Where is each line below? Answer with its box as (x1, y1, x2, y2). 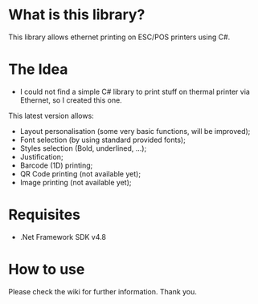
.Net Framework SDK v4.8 (19, 232, 107, 241)
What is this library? (8, 6, 145, 24)
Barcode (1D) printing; (19, 160, 93, 170)
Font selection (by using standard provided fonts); (19, 135, 186, 144)
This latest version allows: (8, 111, 94, 120)
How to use (8, 261, 85, 278)
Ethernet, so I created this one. (19, 95, 122, 105)
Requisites (8, 206, 81, 224)
